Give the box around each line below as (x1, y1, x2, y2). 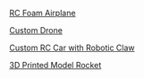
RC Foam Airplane (9, 8, 76, 18)
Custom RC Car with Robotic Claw (9, 42, 136, 53)
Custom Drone (9, 25, 63, 35)
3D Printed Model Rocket (9, 60, 102, 70)
